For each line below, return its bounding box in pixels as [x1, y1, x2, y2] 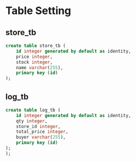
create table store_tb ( [5, 43, 66, 49]
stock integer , [16, 59, 53, 65]
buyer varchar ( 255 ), [16, 135, 66, 140]
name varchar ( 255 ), [16, 64, 64, 71]
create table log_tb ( [5, 107, 61, 113]
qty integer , [16, 118, 48, 124]
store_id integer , [16, 123, 61, 129]
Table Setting [5, 4, 71, 18]
